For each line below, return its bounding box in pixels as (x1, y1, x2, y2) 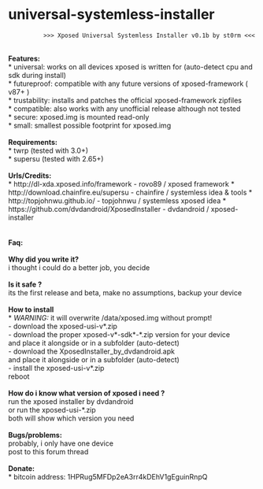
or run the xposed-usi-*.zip (8, 405, 96, 414)
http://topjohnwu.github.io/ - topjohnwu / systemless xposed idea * (8, 195, 227, 206)
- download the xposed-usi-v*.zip (8, 321, 118, 331)
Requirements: (8, 137, 57, 146)
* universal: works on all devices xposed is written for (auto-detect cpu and (8, 61, 254, 72)
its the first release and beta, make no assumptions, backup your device (8, 287, 243, 297)
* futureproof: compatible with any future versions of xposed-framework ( (8, 79, 248, 88)
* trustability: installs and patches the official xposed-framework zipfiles (8, 95, 243, 105)
